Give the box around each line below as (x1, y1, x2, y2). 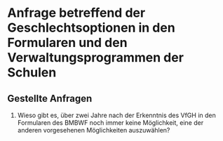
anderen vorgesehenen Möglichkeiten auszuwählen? (17, 126, 170, 134)
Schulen (7, 65, 57, 81)
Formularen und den (7, 35, 128, 51)
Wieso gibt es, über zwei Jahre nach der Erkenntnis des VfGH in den (17, 111, 216, 119)
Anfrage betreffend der (7, 5, 146, 21)
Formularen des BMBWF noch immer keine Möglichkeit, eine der (17, 119, 204, 127)
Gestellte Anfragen (7, 93, 93, 105)
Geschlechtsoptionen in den (7, 20, 175, 36)
